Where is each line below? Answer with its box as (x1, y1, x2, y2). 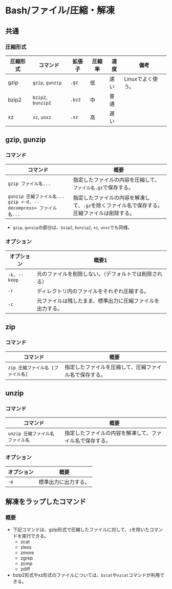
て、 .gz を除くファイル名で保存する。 (73, 202, 163, 209)
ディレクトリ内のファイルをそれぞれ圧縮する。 (36, 287, 149, 294)
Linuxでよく (124, 75, 153, 82)
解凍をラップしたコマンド (5, 497, 86, 506)
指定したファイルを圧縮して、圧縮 (64, 363, 147, 370)
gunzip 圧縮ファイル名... (8, 193, 65, 199)
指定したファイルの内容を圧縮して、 (73, 176, 160, 183)
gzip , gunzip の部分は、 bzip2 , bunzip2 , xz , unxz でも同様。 (12, 224, 133, 230)
